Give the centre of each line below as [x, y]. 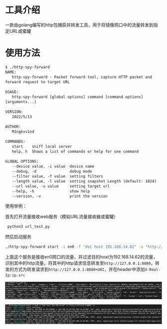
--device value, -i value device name [53, 166]
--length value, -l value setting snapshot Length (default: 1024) [84, 181]
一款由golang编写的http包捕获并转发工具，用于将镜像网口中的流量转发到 [80, 25]
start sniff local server [42, 146]
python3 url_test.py [29, 226]
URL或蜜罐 [20, 31]
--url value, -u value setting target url [61, 186]
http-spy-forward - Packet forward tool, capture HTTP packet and [82, 77]
